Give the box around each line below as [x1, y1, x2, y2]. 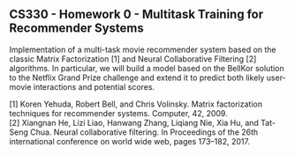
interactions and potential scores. [33, 81, 155, 92]
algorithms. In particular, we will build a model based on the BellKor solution [9, 63, 284, 73]
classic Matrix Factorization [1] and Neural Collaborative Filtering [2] [9, 53, 257, 64]
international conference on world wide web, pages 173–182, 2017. [9, 136, 250, 146]
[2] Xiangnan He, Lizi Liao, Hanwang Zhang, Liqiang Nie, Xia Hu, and [9, 117, 259, 128]
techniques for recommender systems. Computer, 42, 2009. [9, 107, 228, 118]
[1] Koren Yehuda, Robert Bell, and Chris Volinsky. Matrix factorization [9, 99, 263, 109]
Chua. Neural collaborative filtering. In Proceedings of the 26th [29, 127, 259, 137]
